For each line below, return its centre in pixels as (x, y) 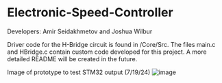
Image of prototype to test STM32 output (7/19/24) (79, 72)
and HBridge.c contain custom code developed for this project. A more (107, 52)
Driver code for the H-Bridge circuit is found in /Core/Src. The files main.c (111, 44)
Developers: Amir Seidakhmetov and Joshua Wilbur (80, 31)
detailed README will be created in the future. (72, 59)
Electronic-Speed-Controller (90, 13)
